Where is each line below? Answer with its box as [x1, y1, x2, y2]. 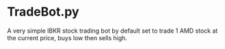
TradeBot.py [7, 4, 80, 20]
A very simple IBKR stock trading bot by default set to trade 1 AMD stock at [7, 27, 218, 35]
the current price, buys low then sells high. [7, 33, 128, 42]
